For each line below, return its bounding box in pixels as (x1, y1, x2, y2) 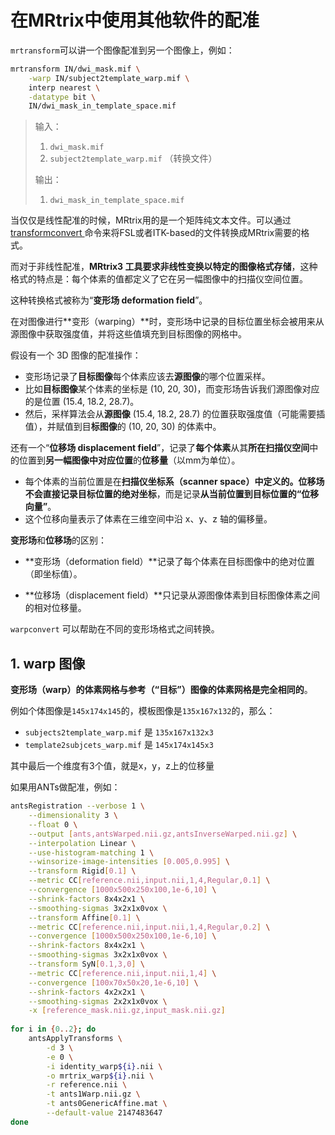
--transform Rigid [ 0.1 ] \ (28, 866, 137, 876)
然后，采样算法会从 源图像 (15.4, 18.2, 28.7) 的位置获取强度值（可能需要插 (24, 408, 326, 420)
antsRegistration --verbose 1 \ (10, 801, 145, 811)
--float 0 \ (28, 819, 78, 830)
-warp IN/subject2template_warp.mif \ (28, 73, 190, 83)
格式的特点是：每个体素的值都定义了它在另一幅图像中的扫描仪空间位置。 (10, 273, 308, 285)
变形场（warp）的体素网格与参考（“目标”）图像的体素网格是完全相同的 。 (10, 684, 313, 696)
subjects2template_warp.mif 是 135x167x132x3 (24, 726, 214, 738)
